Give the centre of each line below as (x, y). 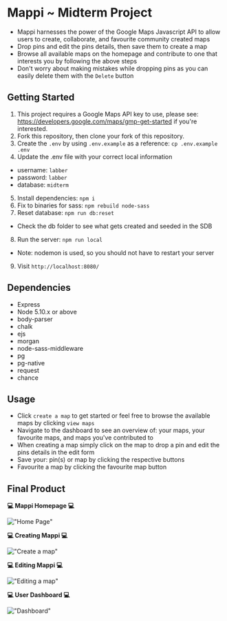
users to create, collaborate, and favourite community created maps (113, 39)
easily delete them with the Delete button (75, 75)
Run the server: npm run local (60, 239)
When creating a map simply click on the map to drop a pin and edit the (118, 445)
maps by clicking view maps (56, 423)
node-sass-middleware (50, 348)
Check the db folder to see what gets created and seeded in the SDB (115, 226)
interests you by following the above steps (77, 61)
